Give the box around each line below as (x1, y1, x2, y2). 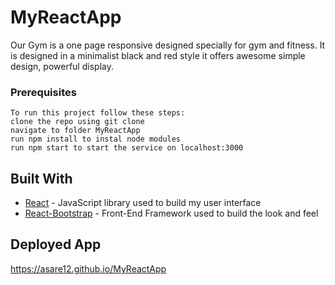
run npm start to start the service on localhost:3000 (10, 143, 244, 153)
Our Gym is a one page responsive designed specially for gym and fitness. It (10, 39, 326, 51)
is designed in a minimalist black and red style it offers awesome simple (10, 49, 306, 61)
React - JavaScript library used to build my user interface (24, 197, 262, 209)
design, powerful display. (10, 60, 114, 72)
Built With (10, 170, 73, 187)
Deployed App (10, 236, 102, 253)
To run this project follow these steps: (10, 108, 186, 118)
